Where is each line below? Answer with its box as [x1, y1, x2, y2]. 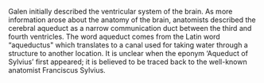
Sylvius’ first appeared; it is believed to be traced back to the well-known [8, 57, 248, 66]
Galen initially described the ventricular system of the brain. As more [8, 7, 233, 16]
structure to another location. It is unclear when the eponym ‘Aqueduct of [8, 49, 249, 58]
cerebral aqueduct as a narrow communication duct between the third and [8, 24, 252, 32]
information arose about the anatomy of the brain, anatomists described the [8, 15, 256, 25]
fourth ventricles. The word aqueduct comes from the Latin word [8, 32, 220, 41]
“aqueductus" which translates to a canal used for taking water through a [8, 40, 248, 50]
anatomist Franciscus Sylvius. [8, 66, 106, 74]
